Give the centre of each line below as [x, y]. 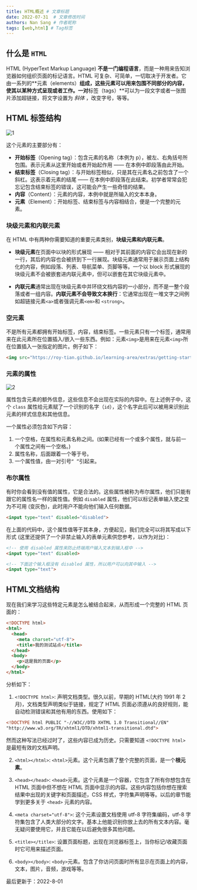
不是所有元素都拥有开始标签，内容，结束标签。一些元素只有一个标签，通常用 [98, 332]
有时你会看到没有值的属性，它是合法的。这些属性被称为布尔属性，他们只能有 [98, 491]
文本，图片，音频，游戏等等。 [50, 869]
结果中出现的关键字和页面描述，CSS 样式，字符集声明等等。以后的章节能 [103, 794]
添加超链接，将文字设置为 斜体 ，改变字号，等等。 [72, 98]
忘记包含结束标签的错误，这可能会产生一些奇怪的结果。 [81, 186]
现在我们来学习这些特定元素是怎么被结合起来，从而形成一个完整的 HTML [94, 605]
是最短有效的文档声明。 [34, 747]
